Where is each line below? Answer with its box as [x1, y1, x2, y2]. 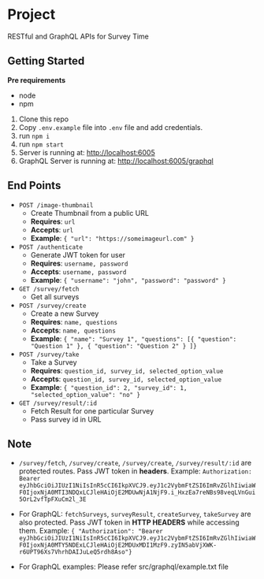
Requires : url [30, 217, 76, 226]
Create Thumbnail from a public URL [30, 208, 149, 217]
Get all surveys [30, 291, 80, 301]
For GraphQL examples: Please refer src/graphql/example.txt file [18, 562, 229, 572]
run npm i [18, 131, 50, 140]
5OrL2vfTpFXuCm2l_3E [18, 495, 87, 503]
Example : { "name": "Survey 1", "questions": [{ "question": [30, 333, 237, 343]
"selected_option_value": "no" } [30, 391, 141, 399]
